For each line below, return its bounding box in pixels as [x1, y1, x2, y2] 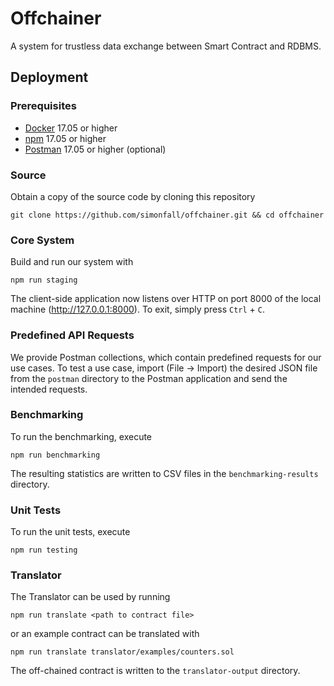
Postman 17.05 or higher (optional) [24, 143, 167, 155]
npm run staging [10, 275, 78, 286]
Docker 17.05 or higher [24, 122, 118, 134]
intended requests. [10, 383, 88, 395]
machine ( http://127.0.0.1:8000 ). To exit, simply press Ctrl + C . [10, 303, 265, 316]
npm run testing [10, 545, 78, 556]
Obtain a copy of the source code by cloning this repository [10, 190, 256, 202]
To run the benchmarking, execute [10, 430, 153, 442]
